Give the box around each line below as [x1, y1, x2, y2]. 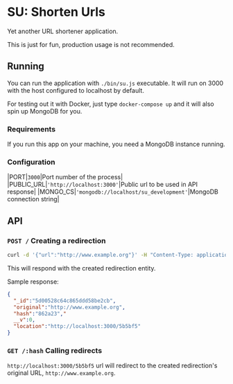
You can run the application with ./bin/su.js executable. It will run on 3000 [7, 79, 224, 87]
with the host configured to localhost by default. [7, 86, 144, 94]
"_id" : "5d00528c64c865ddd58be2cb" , [13, 297, 116, 304]
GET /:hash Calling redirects [7, 345, 103, 355]
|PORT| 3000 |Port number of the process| [7, 173, 123, 181]
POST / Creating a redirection [7, 236, 106, 246]
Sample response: [7, 277, 59, 286]
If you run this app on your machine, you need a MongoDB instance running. [7, 140, 225, 149]
